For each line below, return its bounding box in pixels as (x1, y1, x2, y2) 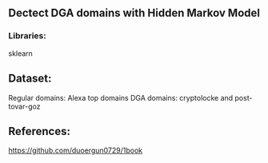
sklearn (8, 48, 34, 58)
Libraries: (8, 30, 46, 42)
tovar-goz (8, 101, 41, 111)
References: (8, 124, 70, 138)
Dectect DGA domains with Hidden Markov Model (8, 6, 260, 20)
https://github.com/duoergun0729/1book (8, 145, 143, 155)
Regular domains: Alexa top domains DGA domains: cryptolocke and (8, 93, 234, 102)
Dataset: (8, 72, 52, 85)
